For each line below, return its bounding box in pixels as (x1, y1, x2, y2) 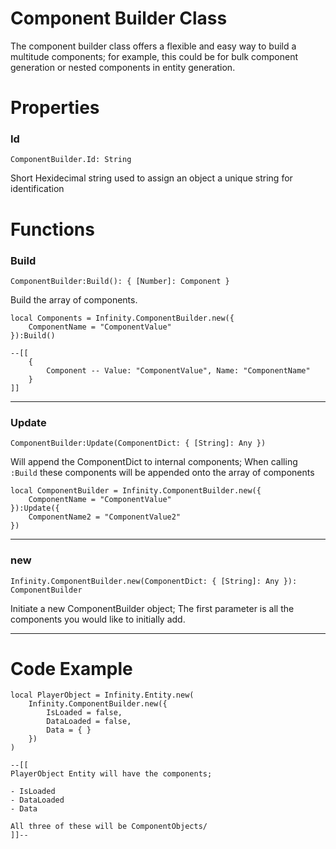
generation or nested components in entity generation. (10, 61, 236, 73)
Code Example (10, 657, 133, 680)
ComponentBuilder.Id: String (10, 155, 132, 165)
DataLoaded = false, (46, 717, 132, 727)
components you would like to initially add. (10, 613, 186, 625)
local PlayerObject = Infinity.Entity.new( (10, 690, 195, 701)
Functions (10, 218, 95, 241)
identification (10, 183, 65, 195)
